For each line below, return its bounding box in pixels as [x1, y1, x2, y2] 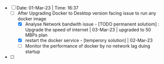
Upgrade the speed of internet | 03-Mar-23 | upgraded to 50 [25, 27, 151, 33]
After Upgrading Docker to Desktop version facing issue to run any [17, 10, 156, 16]
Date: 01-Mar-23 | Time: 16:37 [16, 5, 79, 10]
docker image [17, 16, 46, 22]
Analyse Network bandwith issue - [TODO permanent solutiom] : [25, 21, 160, 27]
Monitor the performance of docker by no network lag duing [25, 43, 150, 49]
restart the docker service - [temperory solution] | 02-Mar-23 [25, 37, 153, 43]
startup [25, 48, 40, 54]
